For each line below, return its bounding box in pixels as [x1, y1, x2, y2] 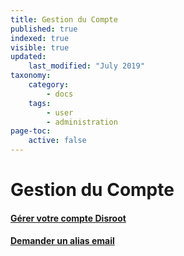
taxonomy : [10, 71, 52, 81]
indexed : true [10, 33, 70, 43]
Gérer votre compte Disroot [10, 212, 127, 224]
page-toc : [10, 126, 52, 136]
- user [46, 107, 74, 118]
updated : [10, 52, 47, 62]
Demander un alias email [10, 235, 115, 247]
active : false [28, 136, 87, 146]
